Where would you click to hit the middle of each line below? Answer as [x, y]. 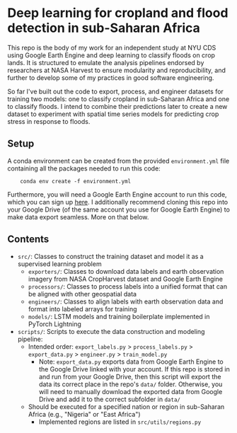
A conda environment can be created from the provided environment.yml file [118, 161]
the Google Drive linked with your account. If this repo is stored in [134, 369]
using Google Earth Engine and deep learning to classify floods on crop [111, 55]
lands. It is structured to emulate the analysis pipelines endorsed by [106, 62]
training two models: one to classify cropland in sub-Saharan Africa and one [118, 99]
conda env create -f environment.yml [76, 181]
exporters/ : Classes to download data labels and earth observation [126, 271]
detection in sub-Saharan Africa [104, 28]
